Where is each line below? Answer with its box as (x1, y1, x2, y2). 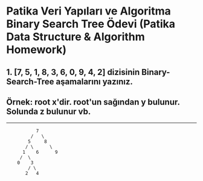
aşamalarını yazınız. (56, 76, 133, 87)
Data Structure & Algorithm (6, 30, 145, 44)
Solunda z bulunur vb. (6, 106, 91, 116)
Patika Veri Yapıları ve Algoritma (6, 4, 171, 18)
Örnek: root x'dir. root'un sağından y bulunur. (6, 97, 180, 107)
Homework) (6, 43, 67, 57)
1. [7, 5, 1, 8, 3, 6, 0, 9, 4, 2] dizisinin (6, 67, 140, 77)
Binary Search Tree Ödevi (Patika (6, 17, 176, 31)
